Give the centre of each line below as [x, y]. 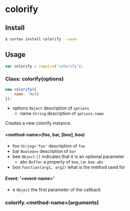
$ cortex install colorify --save [41, 39]
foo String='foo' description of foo [49, 145]
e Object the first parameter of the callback [57, 189]
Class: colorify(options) [34, 79]
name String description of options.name [62, 113]
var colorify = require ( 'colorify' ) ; [44, 66]
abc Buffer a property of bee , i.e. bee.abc [62, 161]
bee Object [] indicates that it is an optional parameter [68, 156]
